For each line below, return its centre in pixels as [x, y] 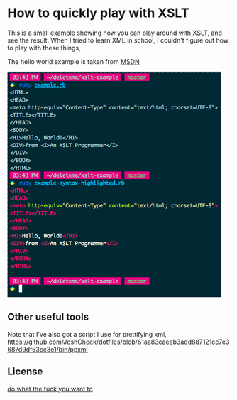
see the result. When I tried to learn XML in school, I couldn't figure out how [118, 40]
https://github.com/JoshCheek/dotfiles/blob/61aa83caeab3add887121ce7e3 [118, 342]
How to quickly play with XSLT [98, 13]
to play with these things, [44, 48]
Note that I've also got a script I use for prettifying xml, [87, 334]
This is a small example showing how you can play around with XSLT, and [115, 33]
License [25, 372]
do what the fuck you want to [50, 389]
